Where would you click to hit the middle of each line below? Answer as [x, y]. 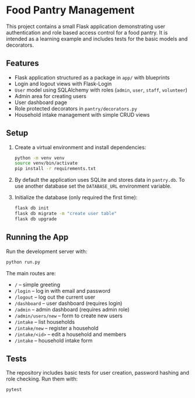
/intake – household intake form [53, 340]
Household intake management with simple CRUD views [82, 115]
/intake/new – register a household [56, 328]
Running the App [37, 237]
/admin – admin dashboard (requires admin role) [72, 309]
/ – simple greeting [37, 285]
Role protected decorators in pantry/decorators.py [76, 108]
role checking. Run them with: [42, 379]
